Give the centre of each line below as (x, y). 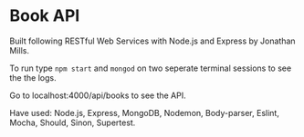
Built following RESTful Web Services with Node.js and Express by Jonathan (152, 41)
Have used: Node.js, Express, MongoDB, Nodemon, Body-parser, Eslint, (145, 113)
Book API (45, 16)
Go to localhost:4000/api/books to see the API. (98, 95)
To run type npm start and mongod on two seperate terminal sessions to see (151, 68)
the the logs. (33, 77)
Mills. (20, 50)
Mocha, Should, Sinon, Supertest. (73, 122)
